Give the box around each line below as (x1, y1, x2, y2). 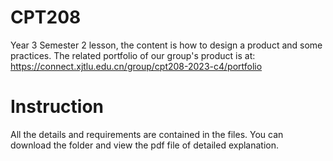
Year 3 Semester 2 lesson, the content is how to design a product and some (10, 39, 323, 51)
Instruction (10, 96, 104, 118)
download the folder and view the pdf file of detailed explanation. (10, 139, 280, 151)
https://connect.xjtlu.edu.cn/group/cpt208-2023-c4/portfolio (10, 60, 263, 72)
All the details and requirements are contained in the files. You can (10, 128, 284, 140)
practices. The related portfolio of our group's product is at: (10, 49, 256, 61)
